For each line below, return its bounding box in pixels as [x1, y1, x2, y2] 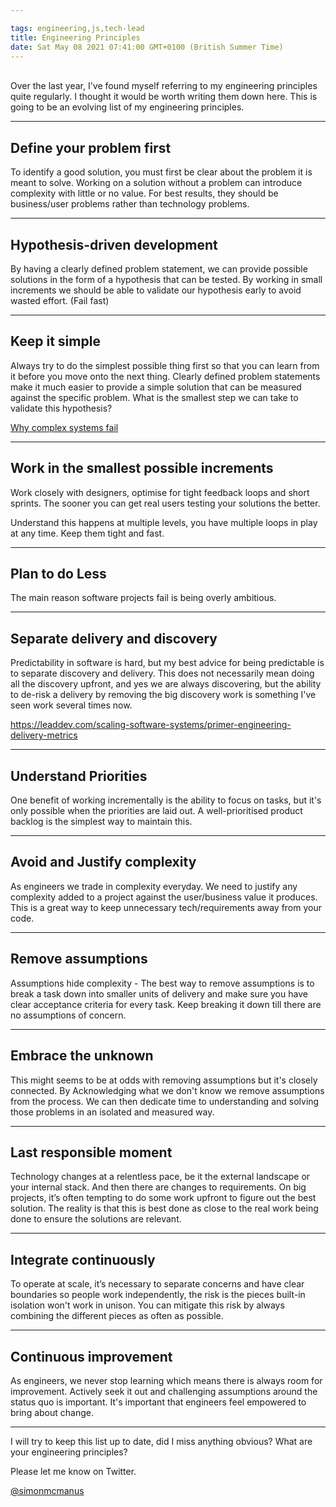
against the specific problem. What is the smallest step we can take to [10, 391, 299, 403]
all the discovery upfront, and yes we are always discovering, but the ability [10, 678, 322, 690]
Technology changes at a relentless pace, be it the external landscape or [10, 1171, 311, 1183]
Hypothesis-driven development [10, 236, 218, 253]
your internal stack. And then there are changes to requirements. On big [10, 1181, 307, 1193]
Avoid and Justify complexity [10, 854, 197, 871]
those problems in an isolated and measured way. [10, 1106, 215, 1118]
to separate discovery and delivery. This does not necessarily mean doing [10, 667, 315, 680]
